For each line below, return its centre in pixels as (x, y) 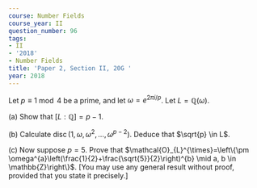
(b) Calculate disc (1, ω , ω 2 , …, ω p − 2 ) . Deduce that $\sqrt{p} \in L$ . (119, 134)
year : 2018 (27, 76)
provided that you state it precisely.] (68, 175)
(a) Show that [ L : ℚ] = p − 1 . (56, 117)
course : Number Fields (46, 16)
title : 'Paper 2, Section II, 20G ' (70, 69)
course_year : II (36, 23)
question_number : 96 (43, 31)
